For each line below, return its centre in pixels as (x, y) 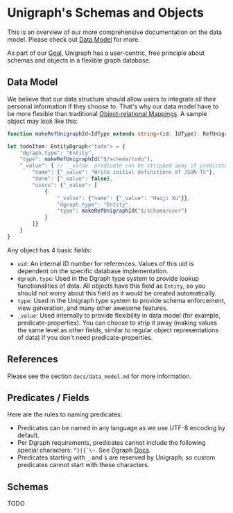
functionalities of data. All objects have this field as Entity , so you (111, 286)
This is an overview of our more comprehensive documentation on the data (115, 32)
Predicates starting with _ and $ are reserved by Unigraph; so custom (116, 457)
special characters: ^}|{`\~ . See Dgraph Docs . (84, 450)
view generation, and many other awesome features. (93, 308)
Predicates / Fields (48, 398)
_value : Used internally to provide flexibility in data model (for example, (119, 315)
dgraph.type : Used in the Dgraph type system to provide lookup (108, 278)
